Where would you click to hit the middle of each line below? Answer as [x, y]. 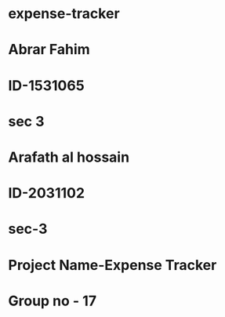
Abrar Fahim [49, 50]
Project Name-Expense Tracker [112, 265]
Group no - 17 [52, 301]
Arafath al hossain [69, 157]
